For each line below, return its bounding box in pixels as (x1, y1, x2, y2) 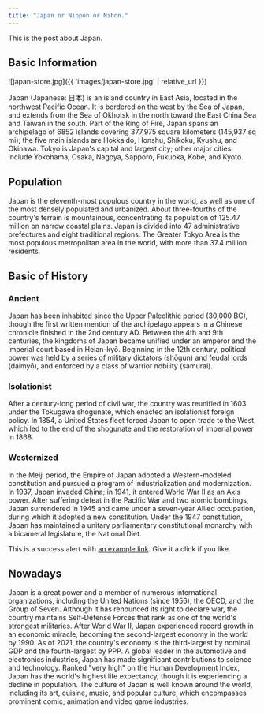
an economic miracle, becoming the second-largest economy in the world (8, 630, 248, 639)
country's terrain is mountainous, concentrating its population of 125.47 (8, 213, 240, 222)
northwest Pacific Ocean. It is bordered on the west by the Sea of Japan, (8, 102, 244, 111)
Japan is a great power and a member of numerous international (8, 588, 218, 597)
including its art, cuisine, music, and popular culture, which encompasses (8, 688, 247, 698)
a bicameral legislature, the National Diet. (8, 529, 142, 538)
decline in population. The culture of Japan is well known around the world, (8, 680, 253, 690)
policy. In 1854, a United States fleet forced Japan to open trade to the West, (8, 416, 256, 425)
